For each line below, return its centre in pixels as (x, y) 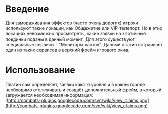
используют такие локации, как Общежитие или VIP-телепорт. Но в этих (84, 28)
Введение (27, 9)
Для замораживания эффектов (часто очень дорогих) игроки (72, 23)
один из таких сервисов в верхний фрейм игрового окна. (67, 50)
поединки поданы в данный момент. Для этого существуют (70, 39)
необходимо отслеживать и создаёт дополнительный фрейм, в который (83, 90)
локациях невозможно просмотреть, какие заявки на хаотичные (76, 33)
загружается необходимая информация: (49, 95)
